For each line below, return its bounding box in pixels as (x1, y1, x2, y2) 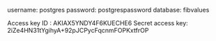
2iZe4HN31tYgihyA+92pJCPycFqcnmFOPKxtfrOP (7, 27, 149, 34)
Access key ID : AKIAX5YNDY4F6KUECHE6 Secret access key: (7, 19, 188, 27)
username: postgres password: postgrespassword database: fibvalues (7, 6, 210, 14)
